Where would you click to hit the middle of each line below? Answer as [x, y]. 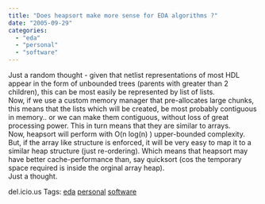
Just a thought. [33, 176]
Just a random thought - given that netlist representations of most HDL [124, 75]
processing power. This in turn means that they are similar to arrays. [119, 125]
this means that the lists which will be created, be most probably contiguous [132, 109]
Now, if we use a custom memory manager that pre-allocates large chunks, [131, 100]
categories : [28, 30]
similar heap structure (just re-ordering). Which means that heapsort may [128, 151]
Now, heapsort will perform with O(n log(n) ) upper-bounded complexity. [127, 134]
